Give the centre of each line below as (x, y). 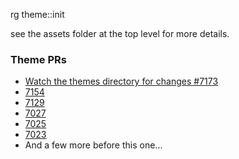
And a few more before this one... (93, 145)
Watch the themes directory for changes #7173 (121, 81)
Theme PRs (38, 59)
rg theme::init (37, 14)
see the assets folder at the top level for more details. (120, 33)
